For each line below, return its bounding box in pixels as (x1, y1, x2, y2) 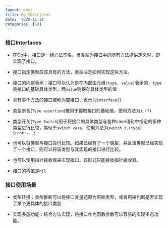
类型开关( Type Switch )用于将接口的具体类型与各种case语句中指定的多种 (12, 118, 161, 124)
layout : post (5, 7, 33, 13)
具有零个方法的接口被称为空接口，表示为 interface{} (12, 97, 122, 103)
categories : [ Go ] (5, 21, 42, 27)
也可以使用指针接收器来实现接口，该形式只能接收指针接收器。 (12, 157, 141, 163)
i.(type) (124, 125, 142, 131)
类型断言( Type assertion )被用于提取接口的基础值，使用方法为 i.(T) (12, 107, 152, 113)
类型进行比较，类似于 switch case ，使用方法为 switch (12, 125, 122, 131)
